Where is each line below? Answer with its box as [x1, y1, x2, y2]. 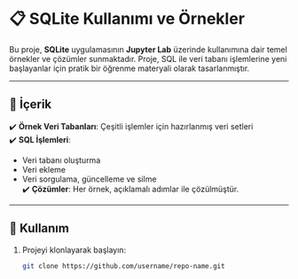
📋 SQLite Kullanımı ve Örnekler [9, 9, 246, 29]
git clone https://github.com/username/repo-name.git [21, 261, 225, 270]
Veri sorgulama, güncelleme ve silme [21, 174, 157, 184]
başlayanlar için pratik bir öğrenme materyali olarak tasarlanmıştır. [9, 63, 250, 74]
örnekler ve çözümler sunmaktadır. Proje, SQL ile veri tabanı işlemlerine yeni [9, 53, 287, 64]
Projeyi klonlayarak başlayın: [21, 244, 127, 255]
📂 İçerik [9, 97, 52, 112]
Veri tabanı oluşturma [21, 154, 101, 166]
